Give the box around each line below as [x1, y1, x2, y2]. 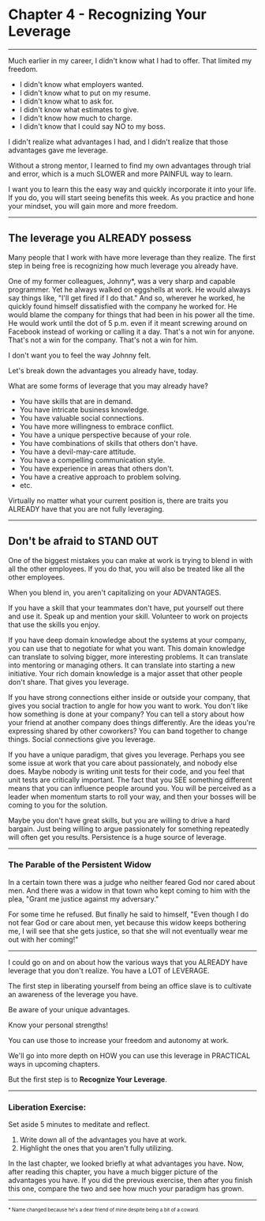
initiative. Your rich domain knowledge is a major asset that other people [8, 668, 243, 678]
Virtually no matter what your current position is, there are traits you [8, 496, 229, 505]
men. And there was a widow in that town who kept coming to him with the [8, 886, 251, 895]
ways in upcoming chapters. [8, 1059, 100, 1068]
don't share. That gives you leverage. [8, 677, 129, 686]
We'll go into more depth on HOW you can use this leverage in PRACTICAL [8, 1050, 251, 1060]
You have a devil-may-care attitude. [19, 447, 136, 456]
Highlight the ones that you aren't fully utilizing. [19, 1144, 174, 1153]
